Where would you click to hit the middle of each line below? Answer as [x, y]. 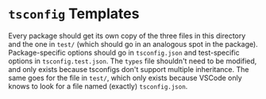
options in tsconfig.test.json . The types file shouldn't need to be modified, [133, 61]
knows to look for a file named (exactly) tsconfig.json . [98, 86]
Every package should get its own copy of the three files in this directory [127, 36]
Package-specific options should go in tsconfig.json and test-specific [124, 52]
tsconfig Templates [74, 14]
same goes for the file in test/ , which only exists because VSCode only [125, 78]
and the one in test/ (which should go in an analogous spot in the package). [133, 44]
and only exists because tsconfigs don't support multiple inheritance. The [129, 69]
